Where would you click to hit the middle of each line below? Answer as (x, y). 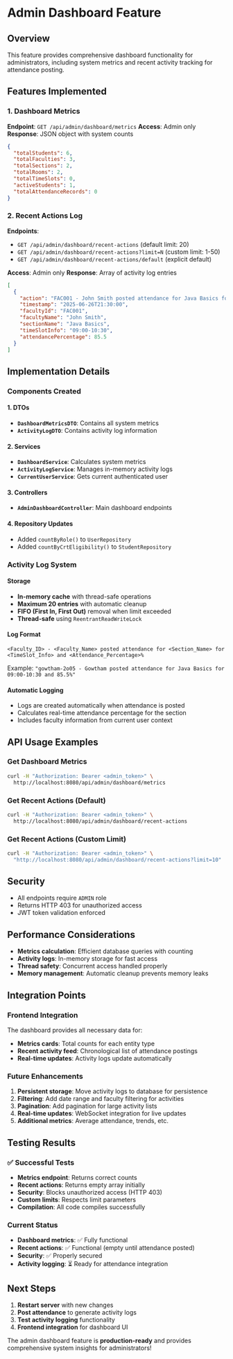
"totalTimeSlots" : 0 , (45, 179)
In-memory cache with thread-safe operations (84, 596)
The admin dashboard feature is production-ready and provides (100, 1341)
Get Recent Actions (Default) (57, 801)
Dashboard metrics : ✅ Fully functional (72, 1240)
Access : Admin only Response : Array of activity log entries (92, 273)
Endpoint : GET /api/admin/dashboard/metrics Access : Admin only (102, 126)
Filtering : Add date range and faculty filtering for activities (101, 1099)
